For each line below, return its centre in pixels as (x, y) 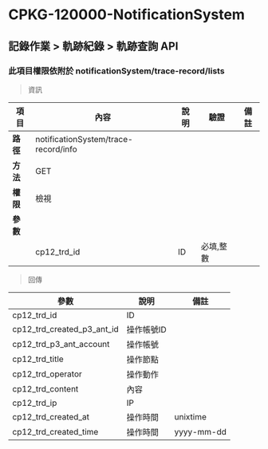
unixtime (191, 416)
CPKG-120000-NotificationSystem (127, 15)
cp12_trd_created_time (55, 431)
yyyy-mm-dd (201, 431)
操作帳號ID (146, 329)
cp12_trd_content (45, 388)
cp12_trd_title (38, 359)
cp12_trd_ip (35, 403)
